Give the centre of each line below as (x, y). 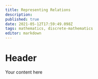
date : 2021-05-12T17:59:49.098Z (39, 24)
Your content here (24, 72)
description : (19, 15)
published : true (22, 19)
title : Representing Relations (38, 10)
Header (21, 58)
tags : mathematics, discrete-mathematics (49, 29)
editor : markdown (23, 33)
